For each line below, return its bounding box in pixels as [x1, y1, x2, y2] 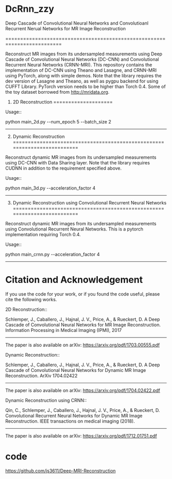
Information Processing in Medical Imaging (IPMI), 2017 [5, 327, 122, 333]
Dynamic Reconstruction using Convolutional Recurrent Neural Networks [12, 199, 167, 205]
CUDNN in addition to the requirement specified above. [5, 165, 122, 171]
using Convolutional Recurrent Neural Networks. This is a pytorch [5, 226, 143, 232]
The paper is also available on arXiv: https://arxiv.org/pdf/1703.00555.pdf [5, 342, 160, 348]
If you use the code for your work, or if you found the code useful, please [5, 290, 160, 297]
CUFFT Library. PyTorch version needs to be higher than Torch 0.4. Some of [5, 83, 166, 90]
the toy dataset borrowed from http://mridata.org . [5, 89, 110, 95]
